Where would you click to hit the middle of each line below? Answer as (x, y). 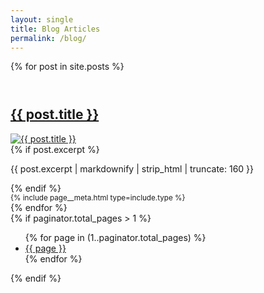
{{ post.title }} (55, 114)
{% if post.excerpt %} (55, 149)
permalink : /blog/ (48, 38)
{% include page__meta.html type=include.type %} (98, 197)
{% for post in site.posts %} (67, 67)
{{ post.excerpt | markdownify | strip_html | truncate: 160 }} (132, 168)
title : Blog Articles (55, 29)
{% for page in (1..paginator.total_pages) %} (115, 237)
